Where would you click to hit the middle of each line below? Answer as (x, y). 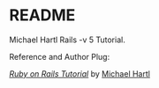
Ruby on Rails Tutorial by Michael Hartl (79, 73)
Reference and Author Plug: (60, 56)
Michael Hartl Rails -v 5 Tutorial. (67, 40)
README (42, 15)
